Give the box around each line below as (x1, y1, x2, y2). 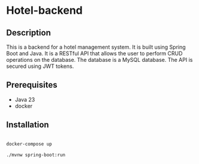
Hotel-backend (6, 4, 83, 17)
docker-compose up (6, 141, 52, 147)
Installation (6, 120, 49, 130)
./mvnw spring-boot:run (6, 151, 66, 158)
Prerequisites (6, 80, 58, 90)
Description (6, 28, 51, 38)
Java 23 (14, 96, 35, 103)
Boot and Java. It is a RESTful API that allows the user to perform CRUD (6, 50, 183, 57)
